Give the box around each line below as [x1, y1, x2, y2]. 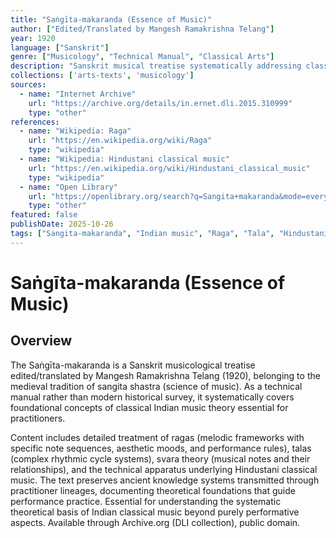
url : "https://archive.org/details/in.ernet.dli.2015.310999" [28, 98, 293, 108]
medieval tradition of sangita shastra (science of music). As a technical [10, 380, 303, 392]
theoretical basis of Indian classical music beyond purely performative [10, 506, 300, 518]
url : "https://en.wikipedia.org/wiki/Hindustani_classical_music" [28, 163, 311, 173]
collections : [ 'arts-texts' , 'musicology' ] [10, 71, 195, 81]
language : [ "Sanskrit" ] [10, 42, 110, 53]
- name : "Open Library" [19, 182, 118, 192]
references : [10, 117, 60, 127]
